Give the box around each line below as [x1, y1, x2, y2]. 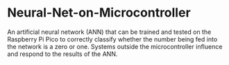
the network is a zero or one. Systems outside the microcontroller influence [7, 42, 223, 50]
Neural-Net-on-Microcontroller [7, 5, 191, 21]
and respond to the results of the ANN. [7, 50, 118, 58]
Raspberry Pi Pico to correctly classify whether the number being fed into [7, 35, 218, 43]
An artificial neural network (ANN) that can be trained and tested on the [7, 28, 212, 36]
